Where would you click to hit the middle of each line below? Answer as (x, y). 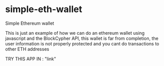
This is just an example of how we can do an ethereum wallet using (75, 33)
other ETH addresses (27, 49)
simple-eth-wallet (44, 9)
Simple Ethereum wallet (30, 23)
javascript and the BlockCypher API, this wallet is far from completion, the (82, 38)
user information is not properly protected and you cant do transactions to (82, 43)
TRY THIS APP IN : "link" (31, 58)
